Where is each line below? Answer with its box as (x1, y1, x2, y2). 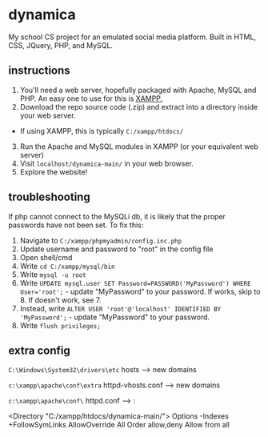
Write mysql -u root (19, 270, 86, 279)
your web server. (19, 110, 76, 120)
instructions (8, 64, 70, 78)
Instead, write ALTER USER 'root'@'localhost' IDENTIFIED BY (19, 303, 222, 313)
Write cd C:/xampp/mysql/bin (19, 261, 115, 271)
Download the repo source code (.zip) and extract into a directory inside (19, 102, 258, 111)
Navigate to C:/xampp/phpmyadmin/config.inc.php (19, 235, 182, 245)
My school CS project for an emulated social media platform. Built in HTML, (8, 32, 257, 42)
